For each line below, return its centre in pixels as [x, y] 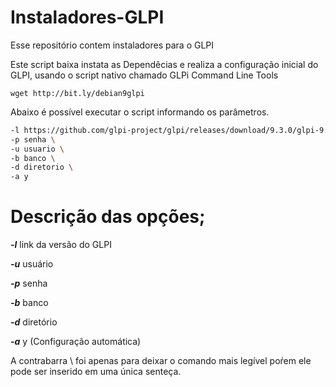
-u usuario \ [37, 149]
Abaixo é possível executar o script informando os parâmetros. [140, 112]
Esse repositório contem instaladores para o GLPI [112, 45]
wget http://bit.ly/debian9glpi [77, 93]
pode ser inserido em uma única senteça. [96, 372]
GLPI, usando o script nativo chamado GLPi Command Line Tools [144, 75]
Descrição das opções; [108, 217]
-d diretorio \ [42, 167]
